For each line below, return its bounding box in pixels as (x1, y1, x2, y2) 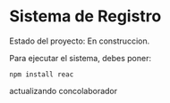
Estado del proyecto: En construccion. (9, 36, 150, 46)
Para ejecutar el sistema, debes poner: (9, 52, 152, 63)
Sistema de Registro (9, 6, 162, 27)
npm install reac (9, 69, 74, 79)
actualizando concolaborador (9, 85, 118, 96)
